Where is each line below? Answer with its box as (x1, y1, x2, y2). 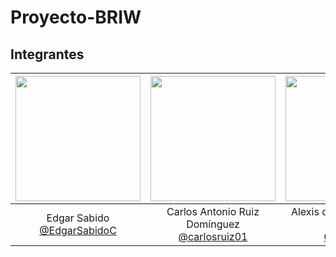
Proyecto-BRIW (10, 6, 142, 29)
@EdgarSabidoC (39, 224, 117, 237)
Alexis (290, 205, 320, 218)
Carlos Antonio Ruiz (166, 205, 260, 218)
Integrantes (10, 46, 85, 63)
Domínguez (186, 217, 240, 231)
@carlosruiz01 (178, 230, 248, 243)
